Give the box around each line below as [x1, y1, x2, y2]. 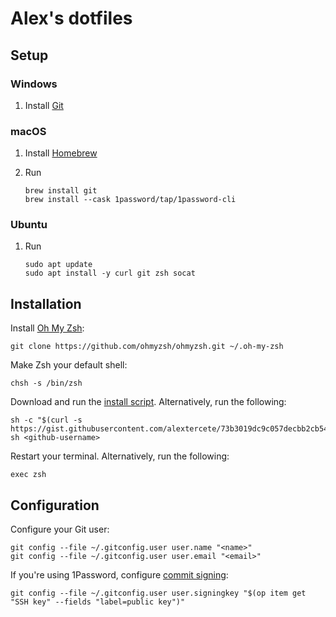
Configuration [10, 497, 100, 514]
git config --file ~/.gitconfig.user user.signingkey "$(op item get [10, 588, 307, 599]
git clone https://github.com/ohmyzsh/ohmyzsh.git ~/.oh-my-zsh [10, 342, 284, 352]
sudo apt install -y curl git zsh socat [24, 268, 196, 279]
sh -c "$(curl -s [10, 415, 83, 426]
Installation [10, 295, 82, 312]
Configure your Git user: [10, 523, 110, 536]
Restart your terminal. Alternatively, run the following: [10, 450, 230, 462]
